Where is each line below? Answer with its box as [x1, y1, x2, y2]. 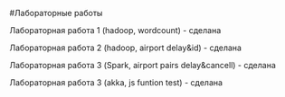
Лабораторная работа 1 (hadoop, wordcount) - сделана [9, 25, 222, 35]
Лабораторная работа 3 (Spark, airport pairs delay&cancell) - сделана [9, 60, 276, 70]
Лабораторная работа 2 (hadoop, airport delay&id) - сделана [9, 42, 242, 53]
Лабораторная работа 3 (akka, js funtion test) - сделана [9, 77, 223, 88]
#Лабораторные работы [9, 8, 103, 18]
